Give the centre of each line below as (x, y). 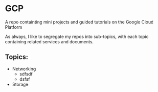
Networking (24, 69)
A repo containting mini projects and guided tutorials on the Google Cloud (79, 22)
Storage (20, 84)
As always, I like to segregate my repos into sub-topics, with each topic (77, 37)
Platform (14, 27)
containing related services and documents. (49, 41)
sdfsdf (26, 74)
